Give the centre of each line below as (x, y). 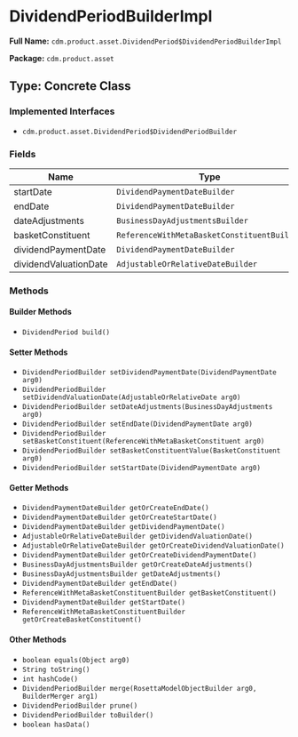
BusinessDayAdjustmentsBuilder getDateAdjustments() (122, 574)
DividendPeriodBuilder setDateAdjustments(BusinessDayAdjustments (147, 407)
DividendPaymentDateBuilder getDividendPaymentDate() (123, 527)
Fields (23, 154)
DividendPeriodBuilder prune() (80, 705)
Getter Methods (39, 487)
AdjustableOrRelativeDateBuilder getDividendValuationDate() (137, 537)
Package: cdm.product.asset (62, 58)
